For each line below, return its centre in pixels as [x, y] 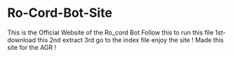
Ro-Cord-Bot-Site [60, 13]
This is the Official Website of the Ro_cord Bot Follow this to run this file [111, 32]
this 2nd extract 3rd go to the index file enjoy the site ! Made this [131, 39]
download [22, 39]
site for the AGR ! [32, 47]
